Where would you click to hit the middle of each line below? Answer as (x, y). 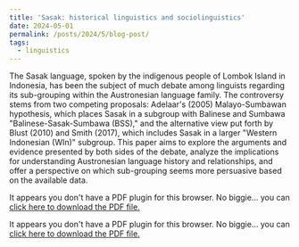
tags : (19, 42)
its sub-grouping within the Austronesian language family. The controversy (146, 95)
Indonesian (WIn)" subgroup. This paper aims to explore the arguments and (148, 143)
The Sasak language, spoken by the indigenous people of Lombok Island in (147, 76)
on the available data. (49, 180)
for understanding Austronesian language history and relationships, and (141, 161)
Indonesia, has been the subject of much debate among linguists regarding (147, 86)
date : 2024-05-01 (42, 26)
